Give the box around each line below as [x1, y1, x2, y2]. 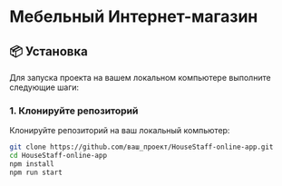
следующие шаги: [9, 82, 80, 93]
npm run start [9, 168, 63, 177]
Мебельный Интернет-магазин [9, 6, 258, 27]
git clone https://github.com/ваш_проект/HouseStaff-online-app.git [9, 142, 274, 152]
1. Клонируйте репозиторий [9, 104, 139, 117]
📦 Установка [9, 44, 88, 59]
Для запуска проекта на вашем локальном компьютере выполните [9, 73, 271, 83]
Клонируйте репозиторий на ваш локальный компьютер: [9, 125, 230, 136]
